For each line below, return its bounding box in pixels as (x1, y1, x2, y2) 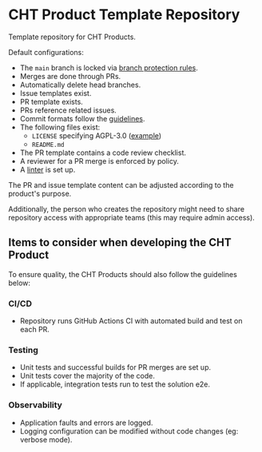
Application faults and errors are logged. (19, 418, 153, 427)
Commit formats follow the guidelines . (19, 113, 145, 123)
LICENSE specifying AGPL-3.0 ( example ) (31, 130, 162, 141)
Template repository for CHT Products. (8, 32, 136, 42)
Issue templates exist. (19, 88, 92, 97)
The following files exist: (19, 122, 101, 132)
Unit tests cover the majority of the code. (19, 371, 156, 381)
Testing (8, 344, 38, 355)
